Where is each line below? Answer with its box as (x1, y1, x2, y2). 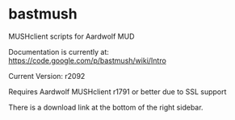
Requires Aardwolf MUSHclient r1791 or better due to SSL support (8, 86, 227, 97)
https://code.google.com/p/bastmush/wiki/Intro (8, 56, 167, 65)
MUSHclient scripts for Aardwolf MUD (8, 31, 135, 41)
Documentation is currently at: (8, 47, 109, 56)
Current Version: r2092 (8, 71, 86, 81)
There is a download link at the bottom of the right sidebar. (8, 102, 204, 112)
